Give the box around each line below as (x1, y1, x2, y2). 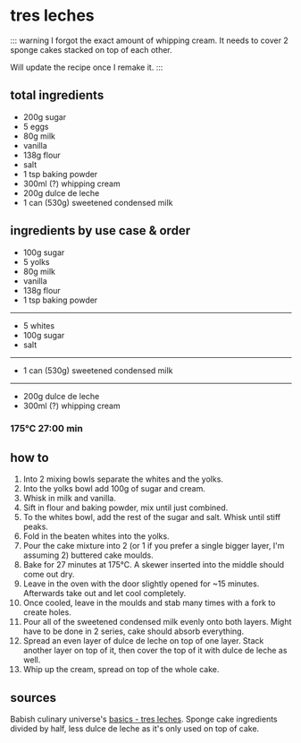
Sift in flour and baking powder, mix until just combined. (22, 502, 229, 513)
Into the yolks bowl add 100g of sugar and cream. (22, 483, 206, 494)
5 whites (22, 320, 55, 331)
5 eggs (22, 121, 49, 132)
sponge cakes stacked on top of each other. (10, 44, 172, 55)
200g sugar (22, 111, 66, 122)
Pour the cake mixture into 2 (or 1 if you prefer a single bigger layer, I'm (22, 541, 285, 551)
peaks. (22, 521, 48, 533)
